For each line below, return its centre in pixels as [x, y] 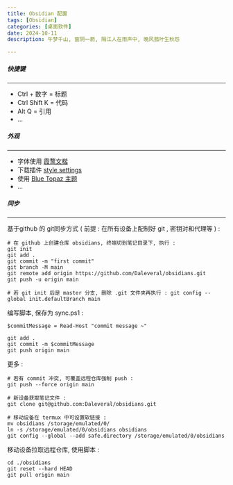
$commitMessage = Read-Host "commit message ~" [77, 326]
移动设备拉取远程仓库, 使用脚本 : [53, 450]
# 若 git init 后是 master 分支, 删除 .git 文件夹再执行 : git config [105, 293]
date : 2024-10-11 [32, 33]
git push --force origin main [51, 385]
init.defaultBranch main [64, 299]
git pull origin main [38, 475]
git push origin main [38, 351]
